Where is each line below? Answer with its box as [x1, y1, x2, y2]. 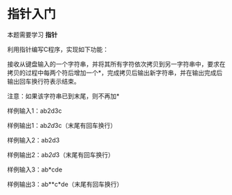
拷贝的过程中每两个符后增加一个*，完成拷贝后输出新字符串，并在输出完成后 [7, 68, 223, 77]
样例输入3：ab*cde [7, 165, 62, 174]
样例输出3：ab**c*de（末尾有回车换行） [7, 180, 123, 188]
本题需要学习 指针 [7, 30, 57, 39]
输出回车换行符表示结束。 [7, 77, 80, 85]
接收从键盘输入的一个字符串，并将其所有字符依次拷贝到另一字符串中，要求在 [7, 59, 226, 68]
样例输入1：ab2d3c [7, 106, 62, 115]
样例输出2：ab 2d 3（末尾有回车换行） [7, 150, 114, 159]
